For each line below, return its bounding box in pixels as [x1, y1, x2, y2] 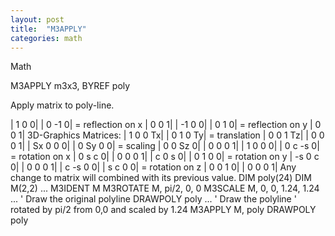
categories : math [10, 33, 83, 43]
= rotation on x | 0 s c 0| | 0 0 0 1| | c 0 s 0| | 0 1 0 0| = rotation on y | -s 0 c [10, 151, 320, 163]
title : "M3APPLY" [10, 24, 87, 34]
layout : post [10, 14, 65, 25]
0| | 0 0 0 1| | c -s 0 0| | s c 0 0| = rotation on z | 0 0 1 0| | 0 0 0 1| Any [10, 161, 297, 173]
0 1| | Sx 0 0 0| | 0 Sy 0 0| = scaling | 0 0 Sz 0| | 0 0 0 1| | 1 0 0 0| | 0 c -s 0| [10, 140, 320, 152]
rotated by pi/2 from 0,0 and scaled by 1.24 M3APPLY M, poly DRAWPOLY [10, 204, 317, 216]
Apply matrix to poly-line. [10, 99, 115, 111]
